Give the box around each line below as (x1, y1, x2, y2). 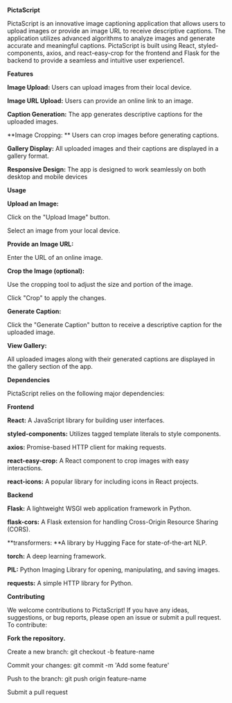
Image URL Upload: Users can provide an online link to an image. (7, 97, 194, 105)
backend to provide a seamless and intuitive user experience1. (7, 56, 185, 65)
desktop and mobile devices (7, 173, 88, 181)
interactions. (7, 464, 43, 472)
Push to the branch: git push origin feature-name (7, 675, 147, 683)
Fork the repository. (7, 634, 66, 642)
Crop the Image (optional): (7, 267, 85, 275)
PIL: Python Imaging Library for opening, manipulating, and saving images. (7, 565, 220, 574)
